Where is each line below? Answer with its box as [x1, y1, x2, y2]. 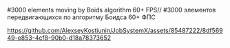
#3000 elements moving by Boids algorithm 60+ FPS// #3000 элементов [7, 6, 216, 14]
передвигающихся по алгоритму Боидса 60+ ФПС [7, 13, 156, 21]
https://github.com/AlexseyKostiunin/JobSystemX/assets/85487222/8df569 [7, 27, 224, 34]
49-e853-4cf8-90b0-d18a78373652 [7, 34, 112, 42]
